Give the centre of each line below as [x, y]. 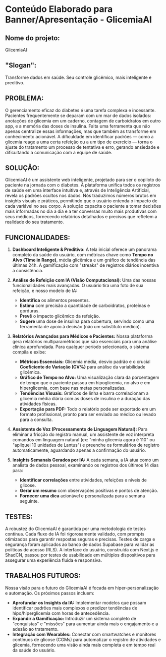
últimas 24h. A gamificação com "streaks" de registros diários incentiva [85, 265]
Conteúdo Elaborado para [59, 9]
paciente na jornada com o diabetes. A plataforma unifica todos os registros [83, 185]
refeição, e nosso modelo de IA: [45, 291]
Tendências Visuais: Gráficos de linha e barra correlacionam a [84, 393]
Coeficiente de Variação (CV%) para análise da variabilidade [83, 367]
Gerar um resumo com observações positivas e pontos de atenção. [89, 491]
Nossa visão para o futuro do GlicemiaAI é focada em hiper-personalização [82, 588]
